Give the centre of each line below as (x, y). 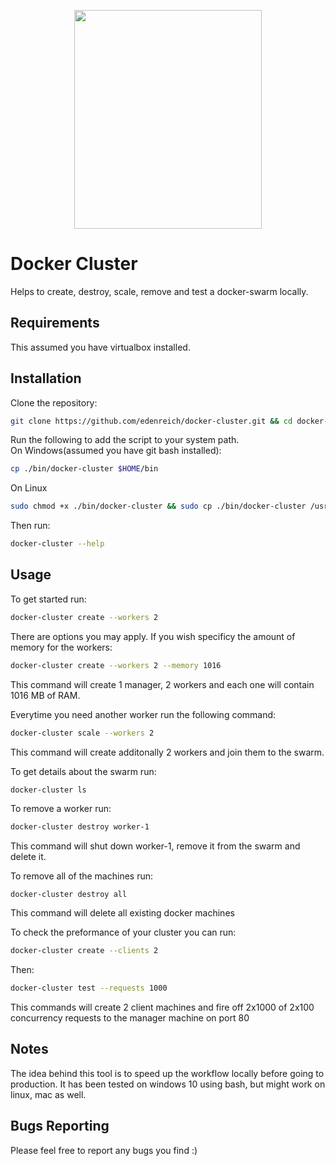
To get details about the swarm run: (83, 771)
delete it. (28, 857)
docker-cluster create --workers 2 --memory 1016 (116, 665)
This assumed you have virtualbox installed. (100, 347)
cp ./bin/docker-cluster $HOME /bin (84, 469)
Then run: (30, 526)
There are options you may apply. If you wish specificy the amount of (153, 636)
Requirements (55, 323)
